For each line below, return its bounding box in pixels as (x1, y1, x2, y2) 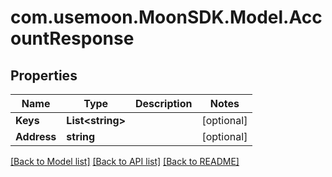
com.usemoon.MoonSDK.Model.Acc (10, 6, 323, 29)
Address (15, 130, 57, 143)
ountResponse (10, 27, 135, 50)
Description (135, 97, 193, 110)
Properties (10, 67, 78, 84)
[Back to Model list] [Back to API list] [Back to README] (10, 156, 240, 167)
